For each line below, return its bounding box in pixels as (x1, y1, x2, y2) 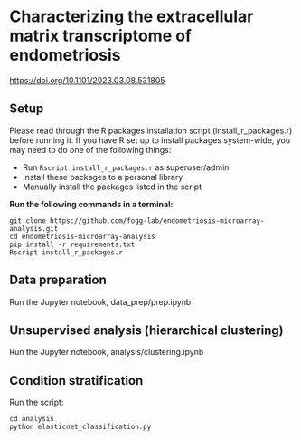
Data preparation (9, 273, 107, 288)
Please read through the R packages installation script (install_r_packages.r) (9, 125, 293, 136)
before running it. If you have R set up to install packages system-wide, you (9, 134, 291, 146)
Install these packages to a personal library (22, 171, 183, 182)
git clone (9, 215, 47, 225)
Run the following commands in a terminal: (9, 198, 174, 209)
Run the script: (9, 397, 64, 408)
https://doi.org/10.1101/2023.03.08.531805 (9, 74, 165, 85)
